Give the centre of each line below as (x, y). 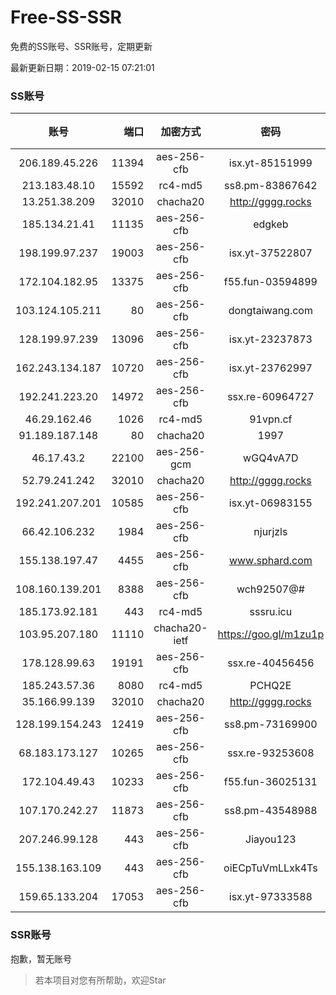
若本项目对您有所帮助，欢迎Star (100, 980)
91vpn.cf (271, 419)
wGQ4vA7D (271, 458)
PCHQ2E (270, 686)
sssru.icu (271, 612)
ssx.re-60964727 (271, 397)
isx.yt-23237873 (270, 339)
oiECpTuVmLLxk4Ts (270, 868)
